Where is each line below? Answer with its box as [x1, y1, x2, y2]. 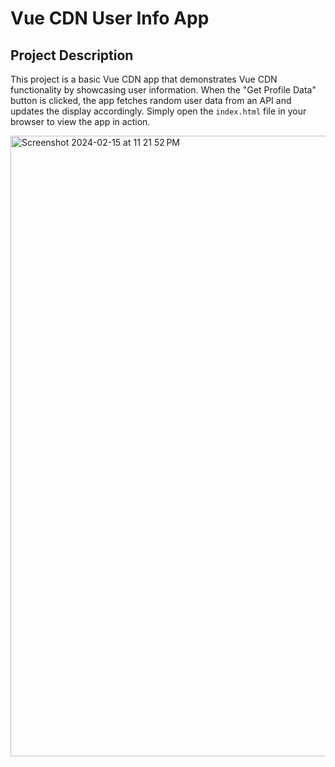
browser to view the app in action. [10, 116, 151, 127]
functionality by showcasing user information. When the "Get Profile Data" [10, 84, 317, 96]
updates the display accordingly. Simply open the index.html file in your [10, 105, 307, 117]
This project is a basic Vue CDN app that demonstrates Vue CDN [10, 73, 278, 85]
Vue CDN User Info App [10, 7, 210, 30]
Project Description [10, 47, 134, 64]
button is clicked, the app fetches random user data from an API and [10, 95, 292, 106]
